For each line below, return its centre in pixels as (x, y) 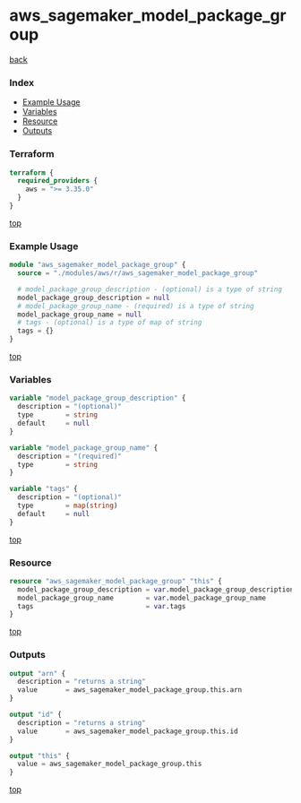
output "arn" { (38, 673)
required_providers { (58, 181)
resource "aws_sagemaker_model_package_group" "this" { (116, 581)
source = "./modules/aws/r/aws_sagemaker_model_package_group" (138, 273)
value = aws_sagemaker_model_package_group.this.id (128, 731)
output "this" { (39, 756)
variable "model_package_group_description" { (98, 398)
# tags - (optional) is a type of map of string (110, 323)
